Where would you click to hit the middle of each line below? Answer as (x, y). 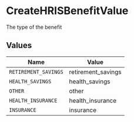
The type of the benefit (34, 27)
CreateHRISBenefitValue (67, 11)
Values (19, 45)
